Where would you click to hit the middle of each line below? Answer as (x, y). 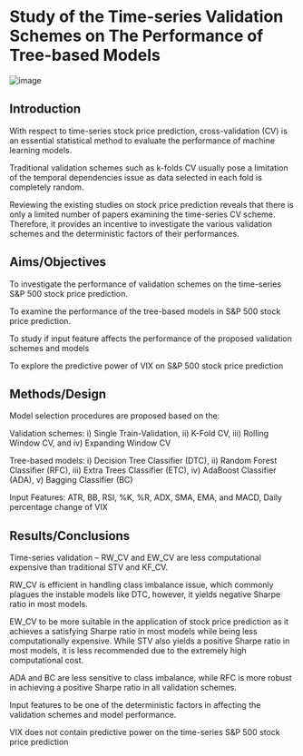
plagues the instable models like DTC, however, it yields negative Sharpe (145, 594)
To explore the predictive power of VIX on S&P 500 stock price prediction (147, 366)
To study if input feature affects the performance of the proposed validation (151, 339)
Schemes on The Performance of (137, 36)
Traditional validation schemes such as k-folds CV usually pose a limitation (149, 167)
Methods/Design (58, 393)
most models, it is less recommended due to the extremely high (128, 651)
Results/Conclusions (70, 536)
